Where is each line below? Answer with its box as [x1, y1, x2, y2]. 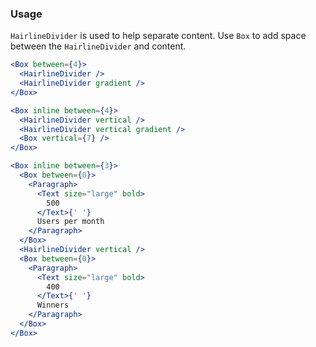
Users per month [36, 217, 105, 227]
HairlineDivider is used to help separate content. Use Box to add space [10, 30, 307, 42]
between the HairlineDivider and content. [10, 40, 187, 52]
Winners [36, 300, 70, 311]
